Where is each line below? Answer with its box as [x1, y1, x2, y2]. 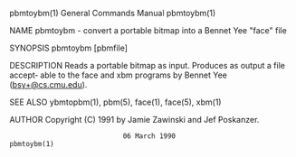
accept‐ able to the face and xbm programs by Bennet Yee [9, 69, 228, 80]
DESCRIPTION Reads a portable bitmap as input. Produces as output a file [9, 60, 285, 70]
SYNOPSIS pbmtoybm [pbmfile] [9, 42, 129, 53]
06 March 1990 [122, 132, 177, 141]
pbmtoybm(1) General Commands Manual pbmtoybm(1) [9, 8, 216, 18]
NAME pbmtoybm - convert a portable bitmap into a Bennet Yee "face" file [9, 25, 287, 35]
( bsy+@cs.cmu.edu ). [9, 79, 88, 89]
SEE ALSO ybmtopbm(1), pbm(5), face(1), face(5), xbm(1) [9, 97, 222, 107]
